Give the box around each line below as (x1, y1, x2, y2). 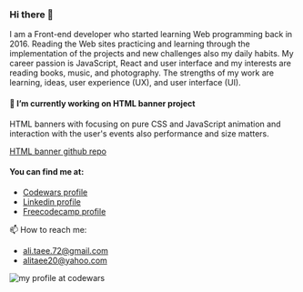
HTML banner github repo (9, 146, 107, 156)
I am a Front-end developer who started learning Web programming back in (9, 29, 293, 40)
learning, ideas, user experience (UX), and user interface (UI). (9, 77, 241, 88)
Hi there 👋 (9, 8, 55, 21)
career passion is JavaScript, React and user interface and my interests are (9, 58, 291, 69)
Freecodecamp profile (22, 206, 106, 216)
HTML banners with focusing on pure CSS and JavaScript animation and (9, 118, 281, 129)
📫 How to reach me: (9, 224, 87, 235)
